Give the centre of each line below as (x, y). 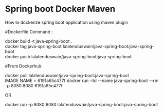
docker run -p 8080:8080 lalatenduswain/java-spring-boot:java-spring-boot (81, 104)
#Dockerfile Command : (29, 32)
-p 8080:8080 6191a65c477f (34, 85)
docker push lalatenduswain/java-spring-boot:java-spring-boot (69, 56)
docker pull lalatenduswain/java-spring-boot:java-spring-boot (67, 75)
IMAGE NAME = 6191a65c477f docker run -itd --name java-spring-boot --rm (82, 80)
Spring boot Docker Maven (60, 9)
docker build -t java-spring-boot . (38, 41)
